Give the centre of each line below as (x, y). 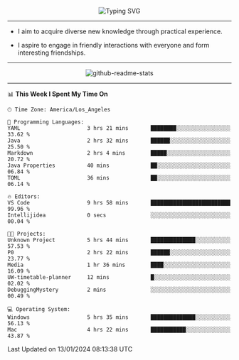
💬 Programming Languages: (46, 122)
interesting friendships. (52, 53)
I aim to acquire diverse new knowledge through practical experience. (120, 31)
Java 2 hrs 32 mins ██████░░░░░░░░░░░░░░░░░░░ (119, 141)
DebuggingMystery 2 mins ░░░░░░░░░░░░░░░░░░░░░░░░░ (119, 290)
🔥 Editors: (24, 197)
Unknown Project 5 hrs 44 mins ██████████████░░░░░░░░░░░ (119, 240)
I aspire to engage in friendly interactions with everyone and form (113, 45)
